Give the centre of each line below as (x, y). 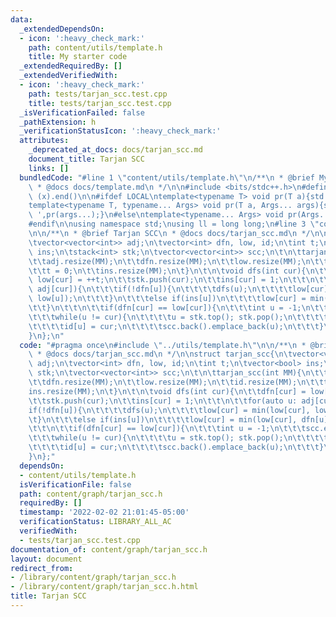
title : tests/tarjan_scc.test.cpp (100, 103)
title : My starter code (78, 57)
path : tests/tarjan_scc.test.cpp (98, 94)
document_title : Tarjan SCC (86, 159)
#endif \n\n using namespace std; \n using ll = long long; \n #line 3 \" (174, 224)
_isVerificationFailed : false (82, 112)
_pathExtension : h (58, 122)
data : (21, 19)
